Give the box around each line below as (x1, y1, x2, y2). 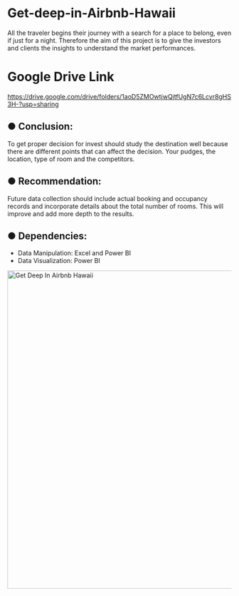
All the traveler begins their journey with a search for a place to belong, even (7, 29, 232, 37)
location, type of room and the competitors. (7, 155, 135, 163)
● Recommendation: (7, 175, 102, 187)
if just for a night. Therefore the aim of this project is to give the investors (7, 36, 222, 44)
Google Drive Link (7, 69, 115, 85)
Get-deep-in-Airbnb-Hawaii (7, 5, 176, 21)
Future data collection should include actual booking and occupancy (7, 194, 208, 202)
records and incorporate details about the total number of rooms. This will (7, 202, 224, 210)
